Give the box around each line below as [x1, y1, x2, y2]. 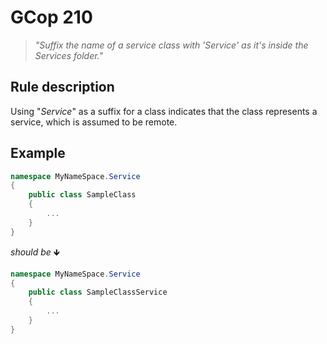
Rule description [10, 79, 115, 96]
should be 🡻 [10, 246, 60, 258]
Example [10, 145, 66, 162]
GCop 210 [10, 6, 93, 29]
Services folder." [34, 49, 104, 61]
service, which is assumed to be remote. [10, 116, 178, 128]
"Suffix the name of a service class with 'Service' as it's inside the [34, 39, 309, 51]
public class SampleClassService [28, 287, 168, 298]
